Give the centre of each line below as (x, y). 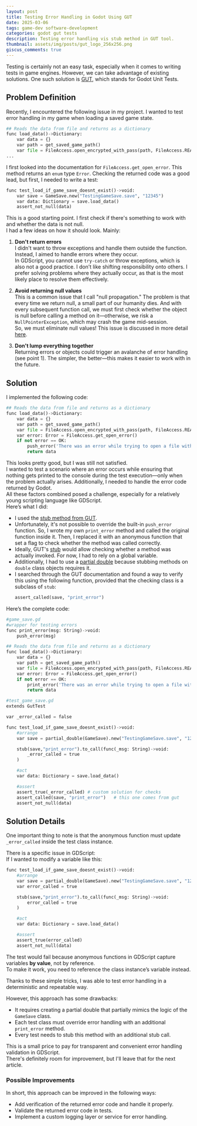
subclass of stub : (35, 587)
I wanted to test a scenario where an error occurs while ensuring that (89, 469)
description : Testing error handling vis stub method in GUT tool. (90, 39)
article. (14, 1065)
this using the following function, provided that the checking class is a (99, 580)
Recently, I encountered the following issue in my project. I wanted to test (95, 112)
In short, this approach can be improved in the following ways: (81, 1093)
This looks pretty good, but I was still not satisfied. (67, 463)
